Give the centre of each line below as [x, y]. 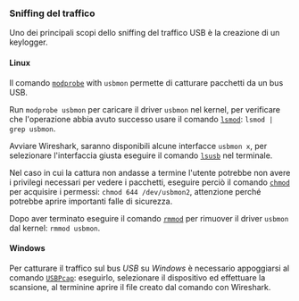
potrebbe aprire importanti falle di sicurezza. [91, 201]
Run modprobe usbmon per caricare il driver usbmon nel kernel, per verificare [145, 109]
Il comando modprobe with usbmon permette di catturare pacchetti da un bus [146, 82]
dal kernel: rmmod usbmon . [55, 228]
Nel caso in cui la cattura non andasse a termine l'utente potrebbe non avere [150, 172]
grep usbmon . [33, 129]
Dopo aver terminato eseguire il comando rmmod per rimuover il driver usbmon [149, 218]
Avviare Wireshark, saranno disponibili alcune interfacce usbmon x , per [138, 146]
